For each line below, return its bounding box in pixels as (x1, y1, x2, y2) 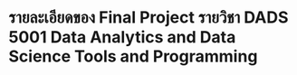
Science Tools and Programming (8, 46, 258, 67)
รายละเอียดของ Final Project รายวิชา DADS (8, 7, 289, 28)
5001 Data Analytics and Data (8, 27, 236, 48)
